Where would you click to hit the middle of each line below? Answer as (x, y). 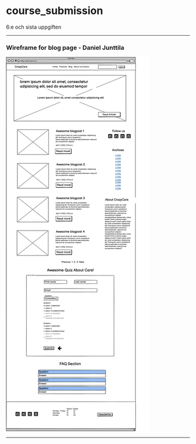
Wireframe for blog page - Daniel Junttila (65, 47)
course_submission (55, 11)
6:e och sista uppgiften (34, 27)
